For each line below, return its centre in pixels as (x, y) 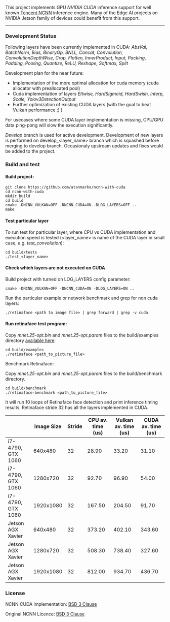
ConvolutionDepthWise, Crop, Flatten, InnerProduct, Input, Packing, (76, 58)
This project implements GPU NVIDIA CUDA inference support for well (78, 7)
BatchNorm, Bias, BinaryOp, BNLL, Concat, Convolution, (64, 52)
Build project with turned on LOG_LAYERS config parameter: (68, 279)
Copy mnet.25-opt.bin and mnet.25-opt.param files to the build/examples (82, 335)
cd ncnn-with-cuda (25, 192)
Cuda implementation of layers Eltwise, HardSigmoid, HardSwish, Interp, (88, 94)
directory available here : (31, 340)
